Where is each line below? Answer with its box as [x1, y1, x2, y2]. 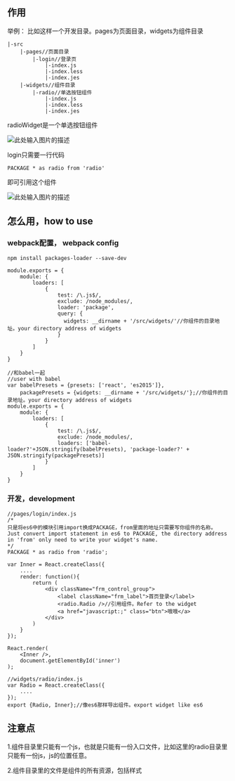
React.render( [7, 645, 49, 652]
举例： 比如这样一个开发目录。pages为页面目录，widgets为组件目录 [7, 27, 203, 35]
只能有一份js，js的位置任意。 [7, 751, 91, 759]
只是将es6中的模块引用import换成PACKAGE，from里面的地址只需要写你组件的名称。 [7, 524, 217, 531]
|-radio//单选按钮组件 [32, 89, 93, 96]
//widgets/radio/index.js [7, 676, 83, 683]
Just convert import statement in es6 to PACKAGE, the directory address [7, 530, 228, 537]
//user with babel [7, 375, 61, 382]
